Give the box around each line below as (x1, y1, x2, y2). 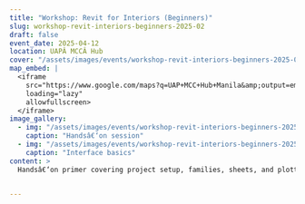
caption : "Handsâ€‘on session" (25, 131, 144, 141)
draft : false (9, 30, 59, 39)
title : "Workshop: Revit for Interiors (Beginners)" (9, 13, 213, 23)
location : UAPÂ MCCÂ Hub (9, 47, 103, 56)
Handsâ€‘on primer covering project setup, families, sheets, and (17, 165, 274, 174)
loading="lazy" (25, 89, 84, 98)
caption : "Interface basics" (25, 148, 136, 157)
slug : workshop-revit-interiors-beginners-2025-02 (9, 22, 205, 31)
